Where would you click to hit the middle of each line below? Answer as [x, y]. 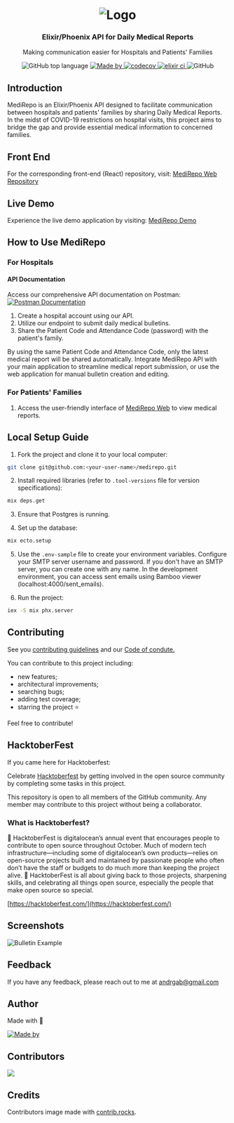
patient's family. [41, 338]
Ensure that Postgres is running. [63, 514]
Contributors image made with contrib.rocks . [72, 1112]
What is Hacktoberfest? [48, 822]
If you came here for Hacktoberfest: [59, 762]
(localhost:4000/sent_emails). [60, 584]
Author [23, 1004]
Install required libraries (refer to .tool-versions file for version [108, 481]
